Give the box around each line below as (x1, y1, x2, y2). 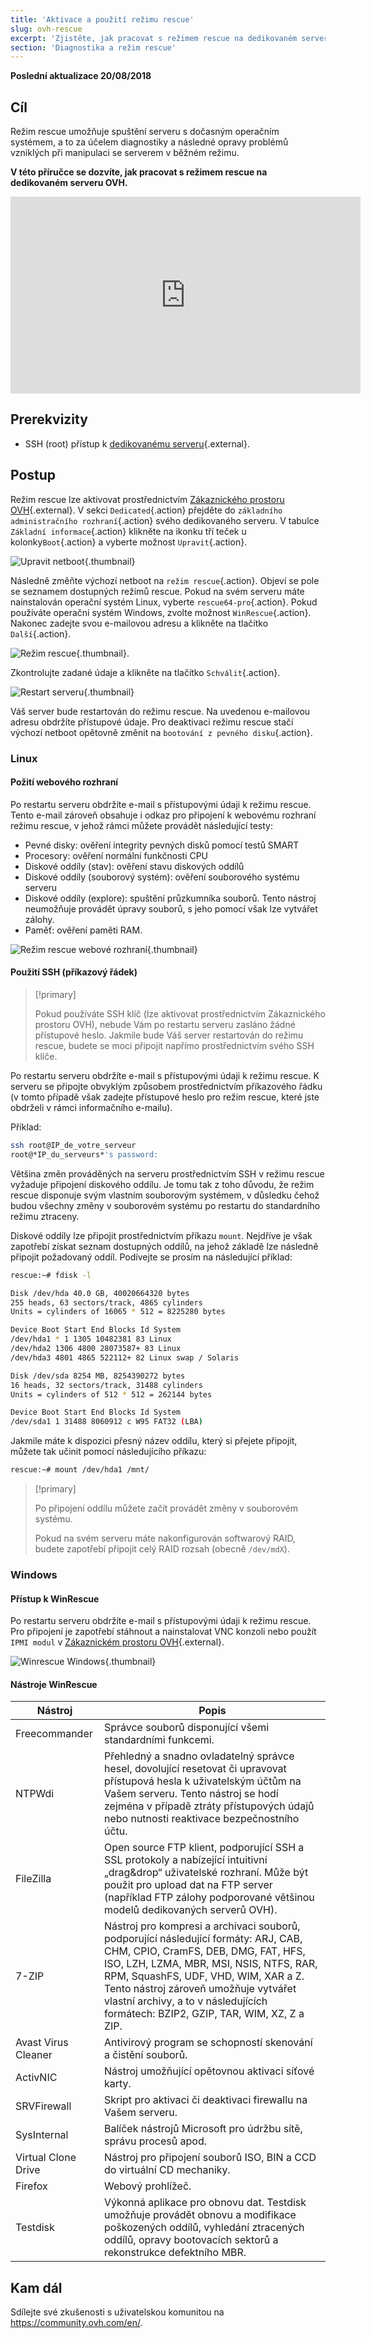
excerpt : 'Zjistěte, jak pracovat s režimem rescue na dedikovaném (10, 33, 298, 43)
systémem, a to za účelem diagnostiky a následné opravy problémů (10, 136, 289, 148)
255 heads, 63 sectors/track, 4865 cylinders (10, 1297, 203, 1308)
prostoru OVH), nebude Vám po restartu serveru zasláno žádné (34, 1019, 296, 1031)
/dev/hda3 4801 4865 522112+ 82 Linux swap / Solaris (10, 1352, 240, 1363)
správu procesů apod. (103, 2134, 208, 2148)
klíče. (34, 1051, 58, 1063)
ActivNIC (15, 2071, 58, 2085)
